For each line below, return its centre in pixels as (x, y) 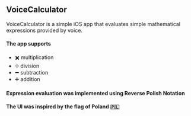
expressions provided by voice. (44, 30)
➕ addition (27, 79)
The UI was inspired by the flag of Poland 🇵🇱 (63, 107)
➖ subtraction (31, 73)
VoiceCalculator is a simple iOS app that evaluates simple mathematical (93, 24)
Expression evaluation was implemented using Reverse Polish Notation (95, 93)
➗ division (27, 66)
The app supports (29, 44)
